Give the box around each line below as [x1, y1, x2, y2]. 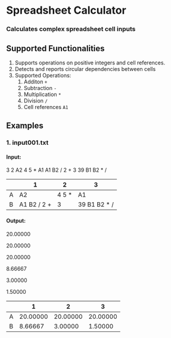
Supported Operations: [14, 72, 71, 79]
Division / [23, 97, 48, 104]
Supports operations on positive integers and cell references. [14, 59, 166, 66]
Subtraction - [23, 84, 57, 91]
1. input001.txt [6, 138, 49, 147]
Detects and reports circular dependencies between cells [14, 65, 156, 72]
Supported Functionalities [6, 43, 105, 54]
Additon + [23, 78, 48, 85]
